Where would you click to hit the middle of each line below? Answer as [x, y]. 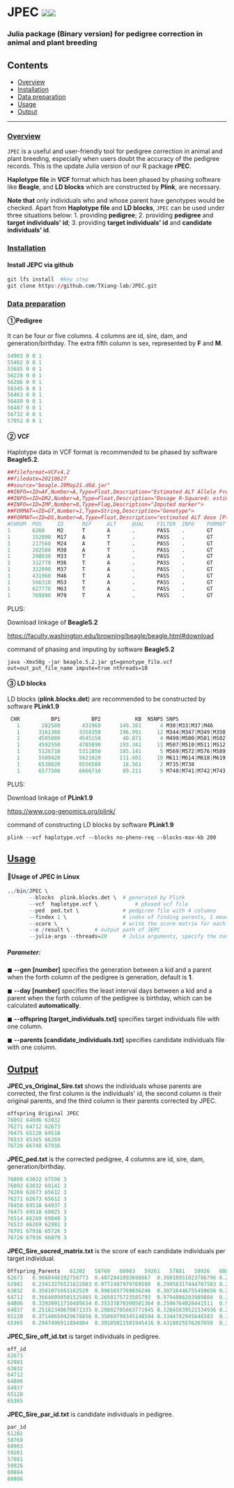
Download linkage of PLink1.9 [50, 798]
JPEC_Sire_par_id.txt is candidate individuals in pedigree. [91, 1414]
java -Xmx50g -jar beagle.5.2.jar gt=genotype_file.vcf [90, 662]
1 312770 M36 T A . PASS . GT [110, 563]
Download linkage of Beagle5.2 [53, 622]
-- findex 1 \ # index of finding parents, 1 [121, 917]
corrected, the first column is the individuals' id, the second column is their [115, 1093]
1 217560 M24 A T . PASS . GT [110, 543]
